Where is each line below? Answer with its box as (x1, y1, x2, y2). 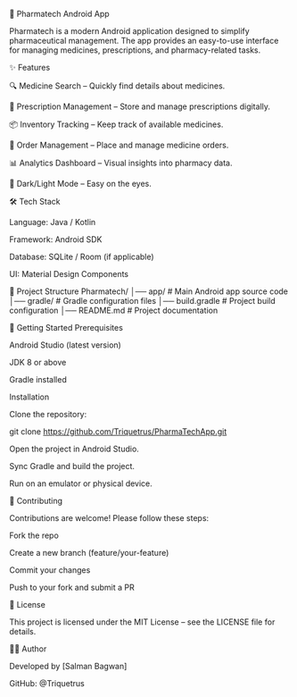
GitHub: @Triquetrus (9, 678, 85, 688)
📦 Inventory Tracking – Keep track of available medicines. (9, 119, 224, 130)
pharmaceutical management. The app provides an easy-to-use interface (9, 36, 279, 46)
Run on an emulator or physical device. (9, 478, 153, 489)
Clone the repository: (9, 409, 87, 419)
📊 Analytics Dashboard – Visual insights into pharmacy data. (9, 157, 233, 168)
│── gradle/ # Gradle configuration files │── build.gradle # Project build (9, 296, 276, 306)
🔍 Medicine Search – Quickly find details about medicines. (9, 80, 226, 91)
